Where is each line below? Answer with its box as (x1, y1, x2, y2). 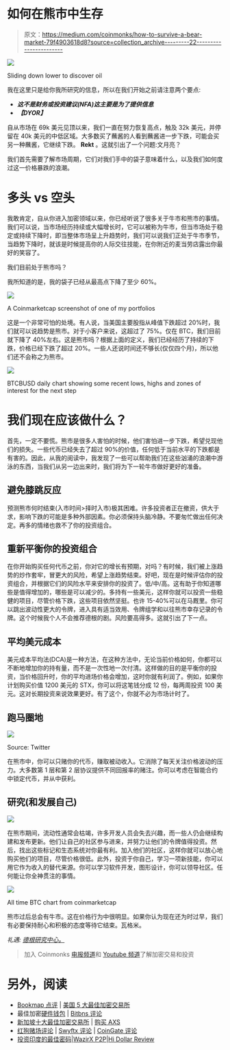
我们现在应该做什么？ (7, 413, 128, 429)
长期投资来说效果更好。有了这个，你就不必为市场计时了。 (30, 690, 193, 698)
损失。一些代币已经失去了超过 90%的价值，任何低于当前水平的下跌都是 (18, 445, 220, 453)
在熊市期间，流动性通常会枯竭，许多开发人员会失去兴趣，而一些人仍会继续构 (7, 828, 223, 837)
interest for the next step (7, 386, 77, 394)
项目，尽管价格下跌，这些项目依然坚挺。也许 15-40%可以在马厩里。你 (18, 597, 217, 605)
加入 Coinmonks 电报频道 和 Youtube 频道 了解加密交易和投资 (23, 950, 194, 958)
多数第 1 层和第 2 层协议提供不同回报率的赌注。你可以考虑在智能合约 (25, 766, 218, 774)
